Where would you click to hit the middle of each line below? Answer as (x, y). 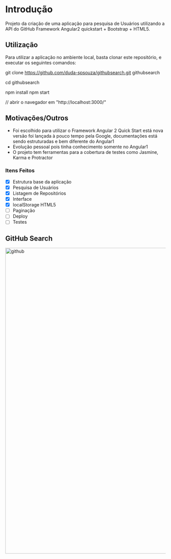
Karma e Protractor (33, 157)
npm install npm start (27, 92)
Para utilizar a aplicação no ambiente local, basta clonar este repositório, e (83, 57)
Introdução (29, 9)
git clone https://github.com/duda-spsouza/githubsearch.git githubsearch (83, 72)
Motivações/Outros (37, 118)
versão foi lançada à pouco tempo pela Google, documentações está (85, 136)
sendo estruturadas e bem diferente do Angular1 (63, 141)
